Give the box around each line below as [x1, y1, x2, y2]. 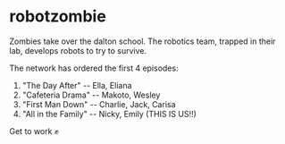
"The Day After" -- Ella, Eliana [21, 80, 132, 90]
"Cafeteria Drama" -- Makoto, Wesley [21, 89, 161, 100]
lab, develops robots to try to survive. [9, 45, 147, 55]
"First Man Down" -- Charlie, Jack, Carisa [21, 98, 176, 109]
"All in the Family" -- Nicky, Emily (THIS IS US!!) [21, 108, 197, 119]
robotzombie [9, 6, 107, 27]
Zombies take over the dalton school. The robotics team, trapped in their [9, 36, 276, 47]
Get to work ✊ [9, 125, 60, 136]
